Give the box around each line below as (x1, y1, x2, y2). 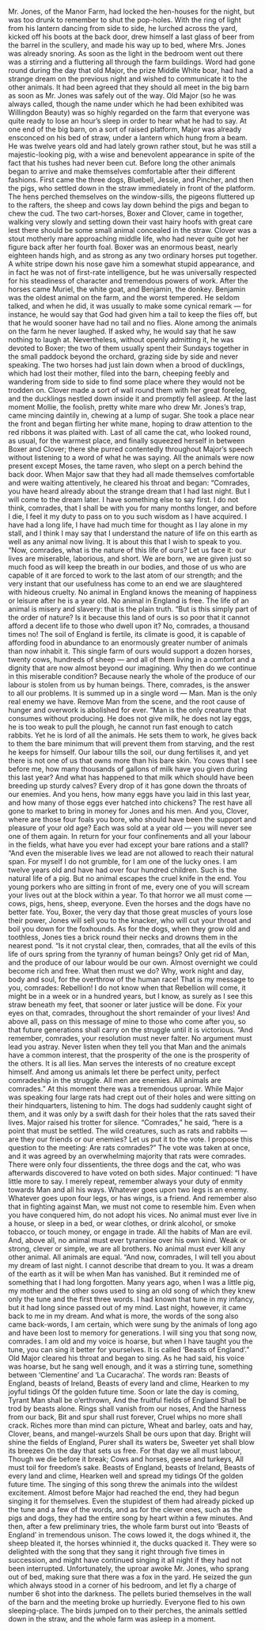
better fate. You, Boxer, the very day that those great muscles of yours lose (8, 907, 253, 916)
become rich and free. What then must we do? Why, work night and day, (8, 966, 244, 975)
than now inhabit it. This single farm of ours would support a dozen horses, (8, 646, 253, 656)
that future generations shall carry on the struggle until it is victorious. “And (8, 1025, 253, 1035)
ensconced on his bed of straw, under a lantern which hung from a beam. (8, 133, 248, 142)
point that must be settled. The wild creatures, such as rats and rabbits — (8, 1126, 248, 1135)
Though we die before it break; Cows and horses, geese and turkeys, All (8, 1454, 244, 1464)
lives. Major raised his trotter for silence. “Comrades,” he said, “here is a (8, 1118, 244, 1127)
